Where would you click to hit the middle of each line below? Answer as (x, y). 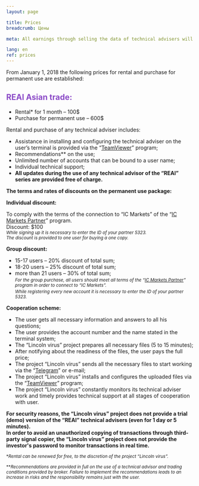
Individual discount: (31, 202)
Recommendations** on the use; (55, 154)
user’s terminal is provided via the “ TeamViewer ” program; (86, 148)
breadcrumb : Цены (28, 28)
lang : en (17, 50)
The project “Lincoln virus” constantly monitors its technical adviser (98, 389)
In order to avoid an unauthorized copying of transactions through (90, 432)
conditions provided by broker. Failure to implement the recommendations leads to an (94, 472)
